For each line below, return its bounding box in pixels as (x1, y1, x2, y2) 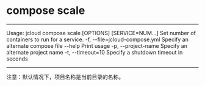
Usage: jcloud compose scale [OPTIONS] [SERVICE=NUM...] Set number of (6, 29, 196, 36)
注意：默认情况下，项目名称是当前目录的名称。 (6, 73, 124, 81)
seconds (6, 55, 29, 62)
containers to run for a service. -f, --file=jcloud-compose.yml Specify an (6, 36, 189, 43)
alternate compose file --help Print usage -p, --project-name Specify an (6, 42, 188, 49)
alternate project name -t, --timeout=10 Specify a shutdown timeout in (6, 48, 183, 56)
